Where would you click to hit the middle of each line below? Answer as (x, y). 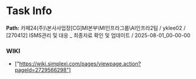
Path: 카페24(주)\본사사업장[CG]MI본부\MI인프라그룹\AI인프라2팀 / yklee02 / (96, 28)
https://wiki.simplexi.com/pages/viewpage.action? (80, 64)
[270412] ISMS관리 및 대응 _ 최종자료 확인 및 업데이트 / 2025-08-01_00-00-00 (98, 35)
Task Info (29, 11)
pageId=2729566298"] (43, 70)
